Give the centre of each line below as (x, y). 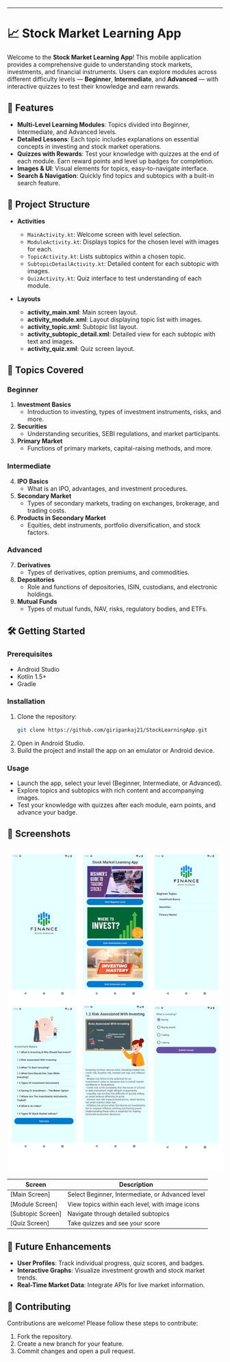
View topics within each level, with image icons (133, 1204)
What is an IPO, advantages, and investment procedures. (107, 488)
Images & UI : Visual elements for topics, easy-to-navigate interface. (113, 168)
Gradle (26, 683)
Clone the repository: (47, 716)
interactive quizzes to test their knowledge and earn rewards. (93, 86)
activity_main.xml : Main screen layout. (82, 312)
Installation (26, 701)
